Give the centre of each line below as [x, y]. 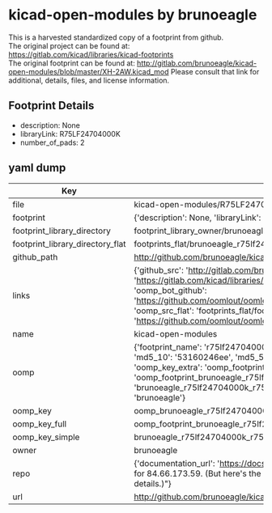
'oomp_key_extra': [168, 367]
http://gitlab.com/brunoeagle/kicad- [197, 63]
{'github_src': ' [161, 270]
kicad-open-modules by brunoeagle [133, 15]
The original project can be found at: [69, 45]
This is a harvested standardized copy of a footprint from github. [116, 37]
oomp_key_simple [46, 437]
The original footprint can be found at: [72, 63]
